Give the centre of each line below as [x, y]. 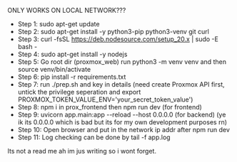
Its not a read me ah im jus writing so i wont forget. [82, 151]
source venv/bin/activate [54, 69]
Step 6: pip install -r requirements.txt [72, 77]
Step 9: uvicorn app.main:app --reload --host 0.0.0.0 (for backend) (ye [122, 114]
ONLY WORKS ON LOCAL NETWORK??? [67, 10]
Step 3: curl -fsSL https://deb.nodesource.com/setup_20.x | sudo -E [118, 39]
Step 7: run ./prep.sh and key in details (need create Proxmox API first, [121, 84]
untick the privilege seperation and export [79, 92]
